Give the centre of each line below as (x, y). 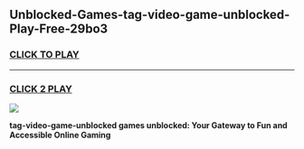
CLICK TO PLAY (44, 55)
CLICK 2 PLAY (41, 88)
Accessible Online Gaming (60, 135)
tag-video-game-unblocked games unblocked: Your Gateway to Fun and (148, 125)
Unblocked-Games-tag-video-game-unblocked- (150, 15)
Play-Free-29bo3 (59, 29)
